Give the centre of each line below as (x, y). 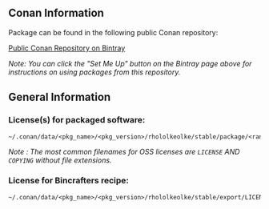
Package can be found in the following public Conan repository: (113, 32)
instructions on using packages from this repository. (94, 72)
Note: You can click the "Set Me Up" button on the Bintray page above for (130, 63)
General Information (60, 97)
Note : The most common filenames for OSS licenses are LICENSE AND (124, 151)
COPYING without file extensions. (60, 160)
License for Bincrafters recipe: (69, 181)
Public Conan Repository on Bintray (67, 48)
